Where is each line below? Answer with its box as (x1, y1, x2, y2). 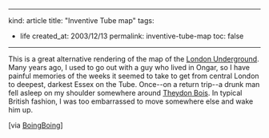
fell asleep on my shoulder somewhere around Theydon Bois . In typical (8, 89, 243, 97)
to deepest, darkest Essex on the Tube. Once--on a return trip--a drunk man (8, 80, 260, 89)
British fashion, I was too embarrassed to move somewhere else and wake (8, 97, 254, 106)
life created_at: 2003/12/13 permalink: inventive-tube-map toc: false (19, 31, 244, 41)
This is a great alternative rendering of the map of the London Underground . (8, 54, 259, 64)
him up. (8, 105, 34, 114)
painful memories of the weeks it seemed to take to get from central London (8, 71, 259, 81)
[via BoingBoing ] (8, 120, 63, 130)
